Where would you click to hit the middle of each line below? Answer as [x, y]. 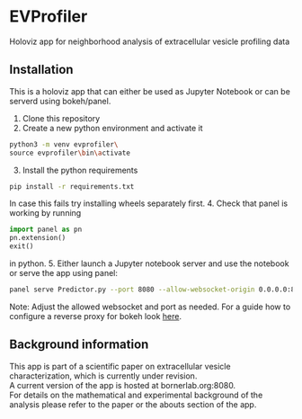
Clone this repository [61, 118]
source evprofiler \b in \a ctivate [70, 153]
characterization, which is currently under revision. [103, 376]
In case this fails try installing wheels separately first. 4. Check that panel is [149, 203]
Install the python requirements [80, 170]
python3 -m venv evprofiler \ [64, 144]
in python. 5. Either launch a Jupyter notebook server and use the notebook [149, 263]
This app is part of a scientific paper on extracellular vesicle [120, 366]
